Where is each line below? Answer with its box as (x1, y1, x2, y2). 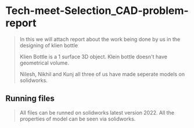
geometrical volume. (19, 59, 69, 66)
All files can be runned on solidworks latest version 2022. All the (19, 109, 175, 116)
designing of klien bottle (19, 42, 78, 49)
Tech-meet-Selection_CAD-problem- (5, 4, 189, 17)
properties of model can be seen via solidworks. (19, 115, 136, 122)
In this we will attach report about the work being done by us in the (19, 35, 181, 42)
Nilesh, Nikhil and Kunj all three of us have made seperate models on (19, 70, 185, 77)
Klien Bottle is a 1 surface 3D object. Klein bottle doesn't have (19, 53, 167, 60)
